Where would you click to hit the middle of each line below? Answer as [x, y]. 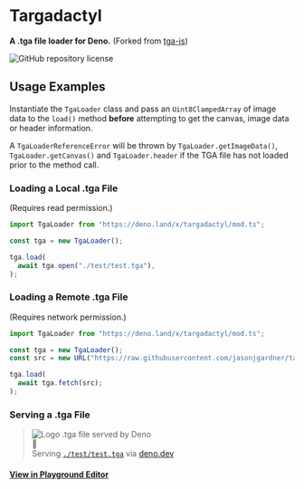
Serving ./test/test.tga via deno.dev [103, 454]
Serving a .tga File [50, 415]
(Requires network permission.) [68, 317]
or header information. [51, 128]
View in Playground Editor [59, 474]
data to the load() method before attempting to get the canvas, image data [149, 118]
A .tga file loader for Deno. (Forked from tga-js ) [99, 41]
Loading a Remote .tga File [69, 297]
